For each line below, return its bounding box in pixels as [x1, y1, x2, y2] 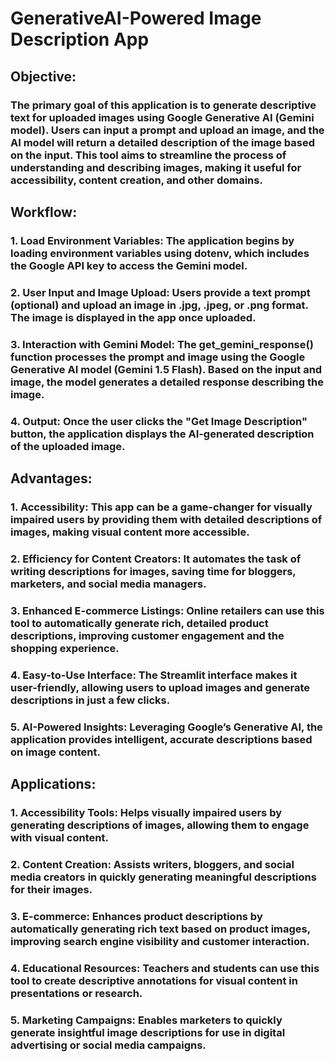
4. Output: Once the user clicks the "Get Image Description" [10, 414, 308, 428]
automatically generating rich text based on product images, [10, 922, 311, 936]
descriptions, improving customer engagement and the [10, 628, 285, 642]
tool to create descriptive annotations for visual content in [10, 973, 298, 987]
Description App [10, 28, 150, 51]
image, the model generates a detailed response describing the [10, 375, 324, 389]
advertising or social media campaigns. [10, 1038, 207, 1052]
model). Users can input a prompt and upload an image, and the [10, 123, 325, 137]
